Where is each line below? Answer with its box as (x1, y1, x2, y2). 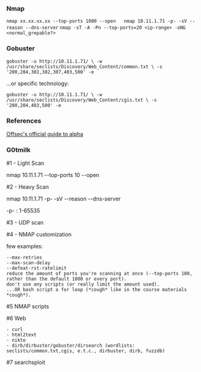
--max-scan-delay (6, 260, 51, 266)
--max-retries (6, 254, 43, 261)
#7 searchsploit (6, 359, 46, 366)
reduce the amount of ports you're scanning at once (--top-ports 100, (6, 271, 192, 277)
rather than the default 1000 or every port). (6, 276, 127, 283)
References (6, 116, 42, 125)
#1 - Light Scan (6, 159, 45, 167)
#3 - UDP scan (6, 219, 44, 226)
